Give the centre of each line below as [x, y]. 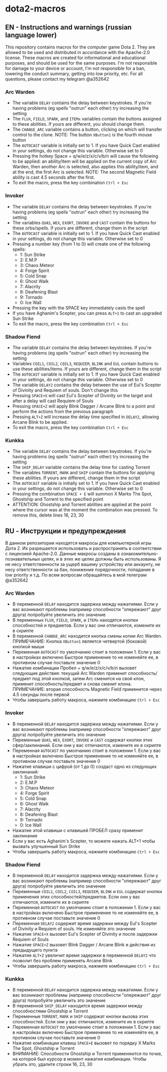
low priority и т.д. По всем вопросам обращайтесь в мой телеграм [76, 575]
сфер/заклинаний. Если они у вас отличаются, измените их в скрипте [87, 745]
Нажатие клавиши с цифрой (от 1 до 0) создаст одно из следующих [84, 766]
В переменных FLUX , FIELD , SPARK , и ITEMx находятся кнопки [75, 620]
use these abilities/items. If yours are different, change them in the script [87, 369]
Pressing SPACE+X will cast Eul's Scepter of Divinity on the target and [82, 395]
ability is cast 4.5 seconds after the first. [54, 177]
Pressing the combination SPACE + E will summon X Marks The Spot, [83, 494]
